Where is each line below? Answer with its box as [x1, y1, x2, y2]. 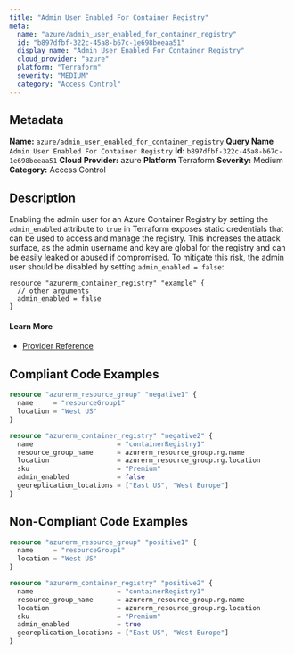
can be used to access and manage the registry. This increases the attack [9, 233, 281, 244]
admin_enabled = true [17, 620, 142, 629]
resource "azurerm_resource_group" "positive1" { [9, 537, 198, 547]
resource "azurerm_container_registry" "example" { [9, 278, 205, 288]
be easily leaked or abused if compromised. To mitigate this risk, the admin [9, 252, 285, 263]
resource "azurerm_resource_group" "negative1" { [9, 390, 198, 400]
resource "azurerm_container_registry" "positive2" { [9, 579, 214, 588]
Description [9, 190, 76, 205]
